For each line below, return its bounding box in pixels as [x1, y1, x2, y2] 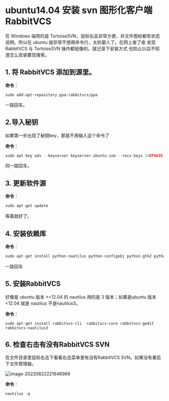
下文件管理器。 [5, 361, 36, 367]
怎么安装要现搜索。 [9, 51, 49, 58]
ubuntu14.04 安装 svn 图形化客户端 [5, 5, 152, 16]
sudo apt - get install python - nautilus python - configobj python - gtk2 [5, 253, 152, 258]
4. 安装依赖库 [5, 229, 46, 238]
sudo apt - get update [5, 204, 49, 209]
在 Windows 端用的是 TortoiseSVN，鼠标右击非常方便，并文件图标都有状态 [5, 33, 160, 39]
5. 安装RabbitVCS [5, 280, 61, 288]
